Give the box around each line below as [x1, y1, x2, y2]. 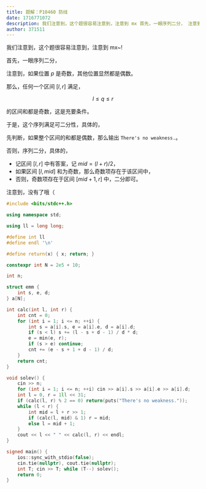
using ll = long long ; [6, 223, 64, 229]
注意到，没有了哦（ [6, 189, 55, 196]
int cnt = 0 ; [17, 312, 51, 318]
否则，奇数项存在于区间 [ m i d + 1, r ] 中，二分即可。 [15, 176, 142, 183]
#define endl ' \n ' [6, 240, 53, 246]
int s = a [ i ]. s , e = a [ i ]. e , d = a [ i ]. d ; [28, 324, 136, 330]
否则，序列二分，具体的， [6, 147, 71, 154]
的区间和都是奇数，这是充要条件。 [6, 108, 93, 115]
